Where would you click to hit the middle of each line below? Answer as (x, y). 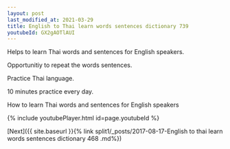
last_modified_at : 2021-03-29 (50, 20)
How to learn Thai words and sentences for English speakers (93, 105)
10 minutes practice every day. (50, 92)
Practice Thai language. (41, 79)
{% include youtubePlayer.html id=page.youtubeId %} (83, 118)
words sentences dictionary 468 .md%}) (65, 139)
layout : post (26, 13)
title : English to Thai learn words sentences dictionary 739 (98, 26)
